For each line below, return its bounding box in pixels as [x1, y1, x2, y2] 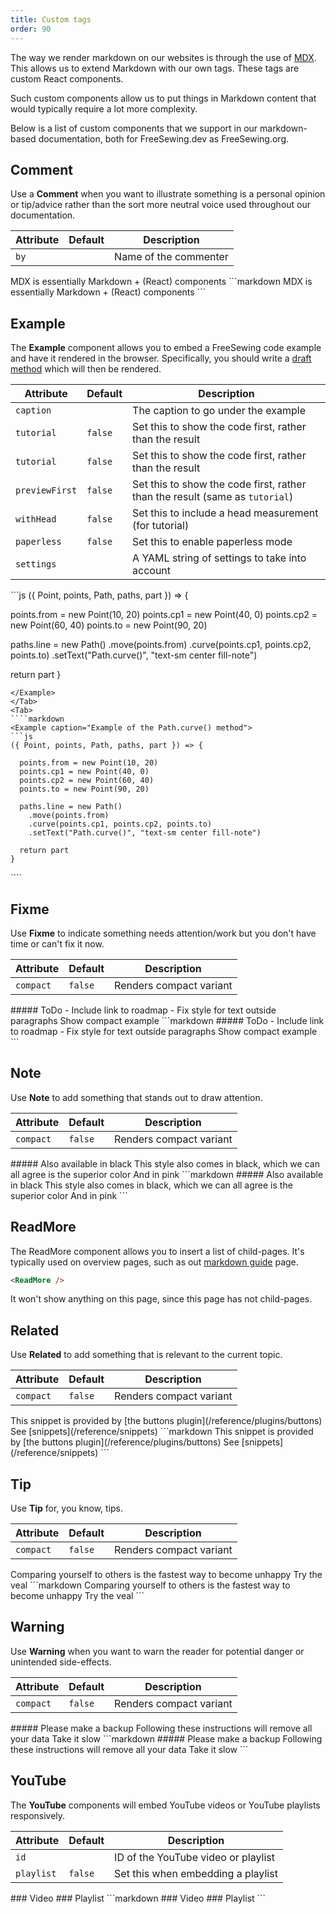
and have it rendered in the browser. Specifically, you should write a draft [10, 352, 312, 365]
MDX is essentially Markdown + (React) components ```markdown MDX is [10, 276, 313, 288]
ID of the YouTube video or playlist [114, 1850, 275, 1864]
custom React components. [10, 72, 124, 85]
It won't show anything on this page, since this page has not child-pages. [10, 1293, 313, 1305]
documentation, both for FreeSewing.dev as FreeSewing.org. [38, 132, 290, 145]
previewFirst [15, 485, 78, 496]
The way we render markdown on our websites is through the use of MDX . [10, 51, 317, 63]
